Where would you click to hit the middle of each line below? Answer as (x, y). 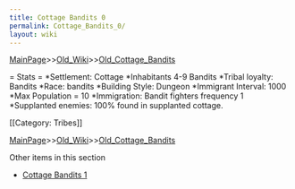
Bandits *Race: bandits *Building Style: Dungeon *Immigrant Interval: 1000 (148, 87)
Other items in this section (57, 158)
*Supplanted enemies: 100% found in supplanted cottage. (116, 106)
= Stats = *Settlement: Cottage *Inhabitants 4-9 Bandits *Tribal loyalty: (142, 77)
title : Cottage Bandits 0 (57, 17)
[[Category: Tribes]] (46, 123)
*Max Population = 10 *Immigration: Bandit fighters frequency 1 (126, 96)
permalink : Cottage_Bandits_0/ (67, 26)
